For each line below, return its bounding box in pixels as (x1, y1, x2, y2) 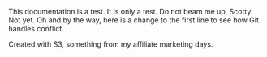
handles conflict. (8, 24, 65, 33)
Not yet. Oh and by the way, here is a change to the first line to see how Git (8, 15, 260, 25)
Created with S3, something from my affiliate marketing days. (8, 39, 213, 49)
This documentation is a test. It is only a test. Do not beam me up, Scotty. (8, 7, 253, 16)
